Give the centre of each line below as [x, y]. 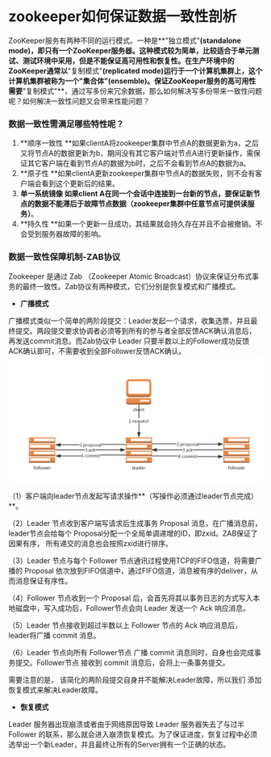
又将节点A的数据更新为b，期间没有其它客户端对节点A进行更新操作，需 [137, 154]
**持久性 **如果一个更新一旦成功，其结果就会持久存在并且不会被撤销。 [138, 224]
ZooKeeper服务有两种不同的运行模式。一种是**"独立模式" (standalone [125, 40]
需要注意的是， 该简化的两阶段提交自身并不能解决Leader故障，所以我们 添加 [135, 679]
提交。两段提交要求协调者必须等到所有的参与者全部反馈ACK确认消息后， [135, 330]
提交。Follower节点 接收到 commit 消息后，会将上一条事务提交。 [122, 662]
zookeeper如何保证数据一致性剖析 [123, 17]
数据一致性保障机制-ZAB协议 [65, 257]
